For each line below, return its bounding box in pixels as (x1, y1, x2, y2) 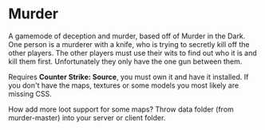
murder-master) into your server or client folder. (8, 112, 166, 122)
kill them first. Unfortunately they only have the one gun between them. (8, 57, 243, 66)
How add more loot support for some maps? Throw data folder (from (8, 104, 234, 114)
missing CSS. (8, 89, 52, 98)
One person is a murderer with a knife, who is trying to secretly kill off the (8, 39, 250, 49)
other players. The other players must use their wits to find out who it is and (8, 48, 257, 57)
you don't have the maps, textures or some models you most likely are (8, 81, 239, 90)
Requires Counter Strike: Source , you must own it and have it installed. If (8, 72, 249, 81)
